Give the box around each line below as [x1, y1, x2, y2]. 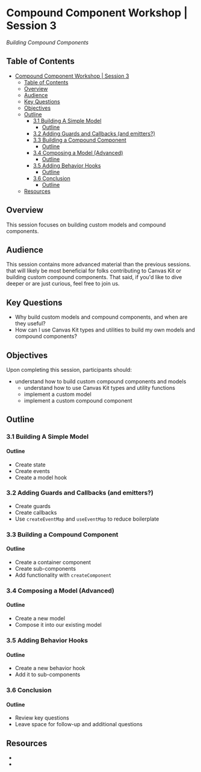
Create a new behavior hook [14, 665, 85, 672]
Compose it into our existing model [14, 621, 102, 629]
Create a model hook [14, 474, 67, 481]
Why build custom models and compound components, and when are [14, 313, 188, 321]
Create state [14, 461, 46, 468]
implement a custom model [23, 391, 91, 398]
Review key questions [14, 714, 69, 721]
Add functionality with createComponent [14, 571, 112, 579]
